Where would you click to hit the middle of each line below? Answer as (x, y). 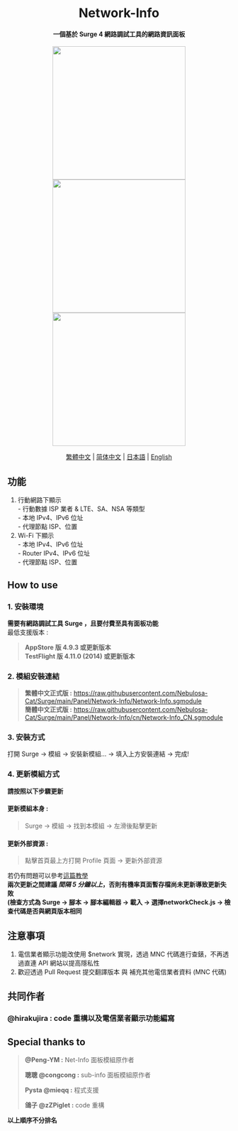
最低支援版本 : (28, 632)
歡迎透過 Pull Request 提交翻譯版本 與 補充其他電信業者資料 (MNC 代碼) (122, 972)
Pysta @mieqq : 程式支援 (62, 1090)
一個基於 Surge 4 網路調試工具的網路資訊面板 (119, 34)
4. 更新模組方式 (34, 774)
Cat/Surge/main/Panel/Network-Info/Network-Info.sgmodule (113, 701)
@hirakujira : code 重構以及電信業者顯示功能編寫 (91, 1019)
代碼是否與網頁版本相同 (47, 911)
